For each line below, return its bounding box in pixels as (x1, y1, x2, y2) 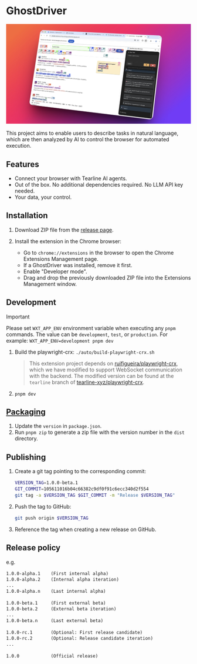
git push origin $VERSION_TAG (14, 515, 89, 521)
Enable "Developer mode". (23, 268, 87, 275)
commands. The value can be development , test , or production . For (6, 331, 168, 338)
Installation (6, 211, 48, 221)
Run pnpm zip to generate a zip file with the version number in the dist (14, 429, 185, 436)
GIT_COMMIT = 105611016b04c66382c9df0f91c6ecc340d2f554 (14, 486, 149, 492)
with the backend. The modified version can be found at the (29, 372, 174, 379)
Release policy (6, 543, 61, 553)
